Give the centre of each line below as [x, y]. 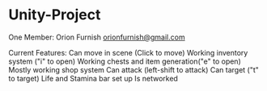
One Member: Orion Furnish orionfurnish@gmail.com [97, 37]
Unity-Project [55, 15]
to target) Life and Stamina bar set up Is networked [93, 78]
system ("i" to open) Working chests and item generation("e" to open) [125, 61]
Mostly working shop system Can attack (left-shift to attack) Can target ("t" [133, 69]
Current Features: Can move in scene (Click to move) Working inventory [128, 52]
